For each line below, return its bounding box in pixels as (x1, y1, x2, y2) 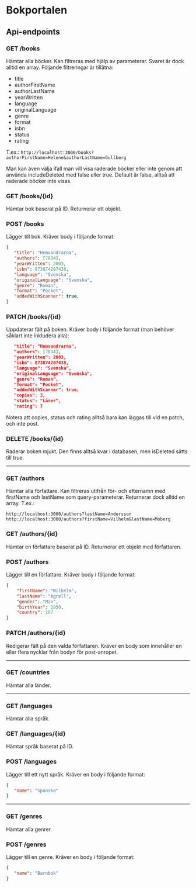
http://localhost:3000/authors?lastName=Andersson (6, 511, 132, 517)
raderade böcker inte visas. (6, 177, 72, 184)
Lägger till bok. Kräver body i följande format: (6, 233, 115, 240)
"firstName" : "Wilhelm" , (16, 588, 77, 593)
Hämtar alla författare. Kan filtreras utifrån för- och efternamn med (6, 488, 166, 495)
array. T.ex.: (6, 500, 35, 507)
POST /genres (6, 840, 47, 848)
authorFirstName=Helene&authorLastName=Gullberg (6, 154, 127, 161)
